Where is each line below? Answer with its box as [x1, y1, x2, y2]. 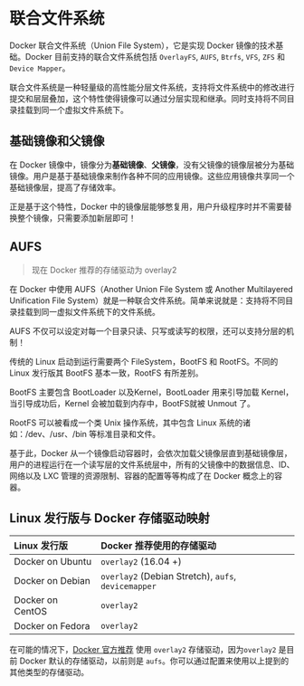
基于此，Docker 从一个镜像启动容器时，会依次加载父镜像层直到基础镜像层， [9, 447, 292, 458]
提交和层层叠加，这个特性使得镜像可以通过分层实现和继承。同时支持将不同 [9, 92, 287, 104]
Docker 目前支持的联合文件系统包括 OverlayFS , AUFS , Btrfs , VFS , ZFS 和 [24, 51, 285, 62]
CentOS [14, 605, 48, 618]
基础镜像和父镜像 [9, 133, 105, 149]
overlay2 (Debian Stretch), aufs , [100, 570, 237, 583]
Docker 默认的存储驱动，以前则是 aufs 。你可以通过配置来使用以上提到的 [19, 655, 290, 666]
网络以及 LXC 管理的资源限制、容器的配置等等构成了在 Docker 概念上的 [9, 470, 275, 481]
